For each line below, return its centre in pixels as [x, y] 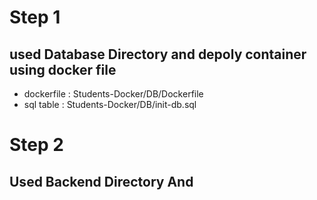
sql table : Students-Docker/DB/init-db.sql [110, 104]
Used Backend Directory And [101, 181]
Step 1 [35, 17]
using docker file [63, 69]
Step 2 [36, 145]
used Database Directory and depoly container [158, 54]
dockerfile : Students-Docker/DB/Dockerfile [113, 94]
